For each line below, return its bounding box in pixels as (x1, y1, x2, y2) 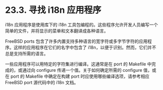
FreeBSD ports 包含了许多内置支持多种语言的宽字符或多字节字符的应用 (5, 38, 148, 44)
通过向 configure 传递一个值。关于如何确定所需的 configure (22, 67, 142, 73)
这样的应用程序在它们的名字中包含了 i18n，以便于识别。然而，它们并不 (13, 44, 156, 50)
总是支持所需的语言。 (5, 50, 48, 57)
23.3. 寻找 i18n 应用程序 (5, 4, 102, 16)
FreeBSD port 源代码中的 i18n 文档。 (5, 79, 79, 85)
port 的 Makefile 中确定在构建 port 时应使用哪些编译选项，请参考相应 (10, 73, 150, 79)
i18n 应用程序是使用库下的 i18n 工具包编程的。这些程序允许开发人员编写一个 (5, 22, 158, 28)
